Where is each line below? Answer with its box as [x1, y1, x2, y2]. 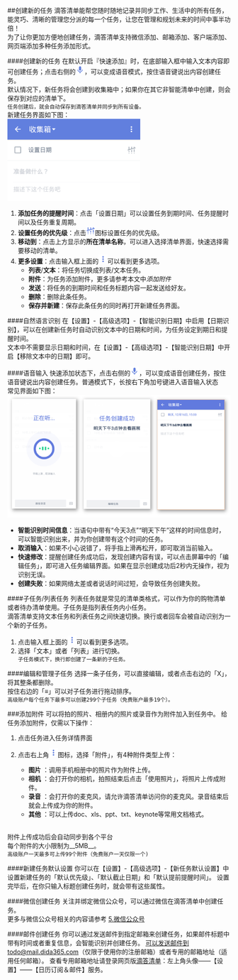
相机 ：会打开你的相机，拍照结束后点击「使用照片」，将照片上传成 [28, 775, 220, 783]
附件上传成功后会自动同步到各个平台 [7, 833, 113, 842]
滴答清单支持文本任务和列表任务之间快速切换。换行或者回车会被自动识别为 [7, 612, 225, 621]
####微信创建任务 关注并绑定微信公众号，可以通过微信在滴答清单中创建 [7, 897, 217, 905]
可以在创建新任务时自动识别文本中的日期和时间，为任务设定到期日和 [22, 325, 222, 334]
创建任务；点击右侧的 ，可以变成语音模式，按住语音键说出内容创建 [13, 67, 215, 76]
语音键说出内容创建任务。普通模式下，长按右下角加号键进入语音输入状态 [7, 378, 218, 386]
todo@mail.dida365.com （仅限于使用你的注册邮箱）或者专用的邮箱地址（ [7, 947, 222, 957]
